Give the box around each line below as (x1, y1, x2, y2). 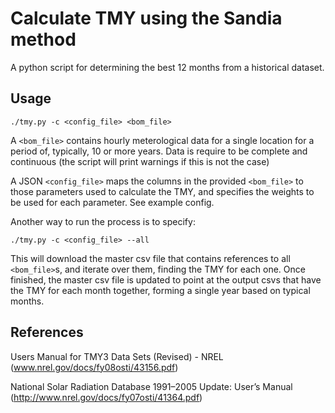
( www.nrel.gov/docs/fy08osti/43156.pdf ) (10, 361, 179, 373)
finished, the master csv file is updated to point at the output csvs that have (10, 273, 322, 286)
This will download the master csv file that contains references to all (10, 252, 291, 264)
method (10, 28, 77, 51)
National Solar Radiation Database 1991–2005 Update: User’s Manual (10, 380, 293, 392)
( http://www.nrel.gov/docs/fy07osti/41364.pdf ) (10, 391, 203, 403)
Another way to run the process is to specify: (10, 215, 196, 227)
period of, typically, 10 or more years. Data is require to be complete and (10, 145, 308, 157)
